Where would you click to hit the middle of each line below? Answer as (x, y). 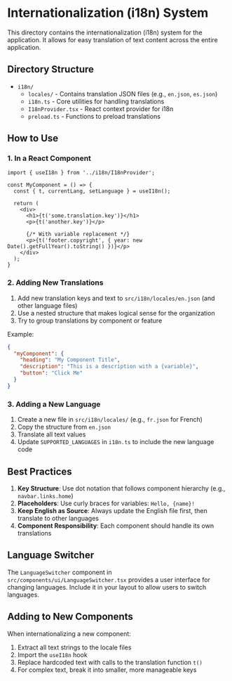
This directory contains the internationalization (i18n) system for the (105, 32)
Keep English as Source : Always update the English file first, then (112, 510)
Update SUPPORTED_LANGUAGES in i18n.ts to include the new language (116, 442)
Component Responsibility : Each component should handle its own (116, 526)
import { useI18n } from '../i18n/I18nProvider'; (81, 173)
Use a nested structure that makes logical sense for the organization (116, 313)
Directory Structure (51, 69)
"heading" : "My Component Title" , (70, 360)
